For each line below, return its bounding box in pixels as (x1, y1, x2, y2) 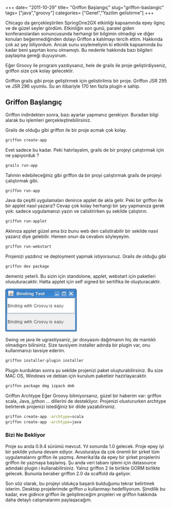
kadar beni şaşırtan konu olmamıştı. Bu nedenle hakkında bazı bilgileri (5, 47, 153, 53)
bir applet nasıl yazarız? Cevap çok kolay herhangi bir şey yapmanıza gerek (5, 202, 165, 209)
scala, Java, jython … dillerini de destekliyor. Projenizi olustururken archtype (5, 398, 166, 404)
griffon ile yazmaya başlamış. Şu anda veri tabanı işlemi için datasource (5, 459, 157, 465)
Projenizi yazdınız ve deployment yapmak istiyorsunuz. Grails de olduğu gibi (5, 253, 166, 259)
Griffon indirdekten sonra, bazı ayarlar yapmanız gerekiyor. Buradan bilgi (5, 111, 159, 117)
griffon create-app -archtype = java (5, 419, 82, 424)
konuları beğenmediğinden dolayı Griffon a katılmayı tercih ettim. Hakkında (5, 36, 163, 42)
